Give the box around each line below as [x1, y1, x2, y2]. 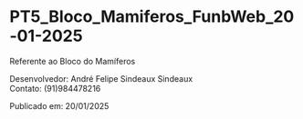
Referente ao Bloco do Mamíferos [9, 55, 136, 66]
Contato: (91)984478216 [9, 83, 101, 94]
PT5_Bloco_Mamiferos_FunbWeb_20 [9, 6, 295, 27]
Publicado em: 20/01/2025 [9, 100, 110, 111]
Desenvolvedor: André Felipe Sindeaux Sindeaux [9, 73, 193, 84]
